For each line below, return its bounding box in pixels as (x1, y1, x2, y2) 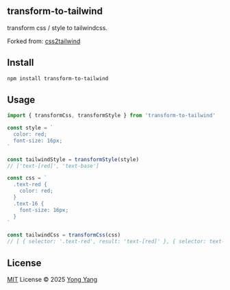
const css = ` (7, 175, 48, 182)
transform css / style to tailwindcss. (7, 23, 108, 32)
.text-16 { (13, 200, 44, 207)
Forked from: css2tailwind (7, 37, 81, 45)
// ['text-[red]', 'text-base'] (7, 162, 99, 169)
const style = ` (7, 125, 53, 132)
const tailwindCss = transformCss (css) (7, 232, 121, 239)
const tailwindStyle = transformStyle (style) (7, 156, 139, 163)
